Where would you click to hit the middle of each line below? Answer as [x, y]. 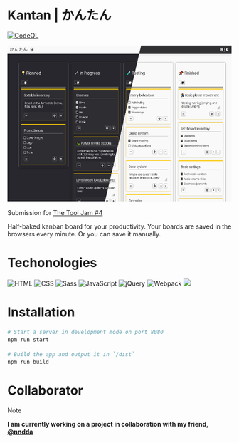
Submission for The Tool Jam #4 [55, 212]
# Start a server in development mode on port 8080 [85, 332]
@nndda [20, 432]
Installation [41, 312]
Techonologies [52, 263]
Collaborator [45, 391]
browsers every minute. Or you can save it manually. [84, 234]
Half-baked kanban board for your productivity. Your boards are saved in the [119, 226]
